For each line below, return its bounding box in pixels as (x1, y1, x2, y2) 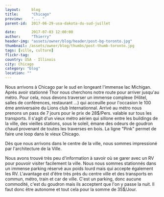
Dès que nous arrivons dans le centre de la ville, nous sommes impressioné (5, 141, 158, 146)
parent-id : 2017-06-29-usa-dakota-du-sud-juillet (5, 21, 111, 26)
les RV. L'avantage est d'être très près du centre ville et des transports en (5, 171, 153, 176)
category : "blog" (5, 66, 41, 71)
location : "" (5, 71, 32, 76)
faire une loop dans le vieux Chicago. (5, 131, 80, 137)
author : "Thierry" (5, 34, 51, 39)
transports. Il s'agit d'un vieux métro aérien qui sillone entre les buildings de (5, 116, 158, 121)
